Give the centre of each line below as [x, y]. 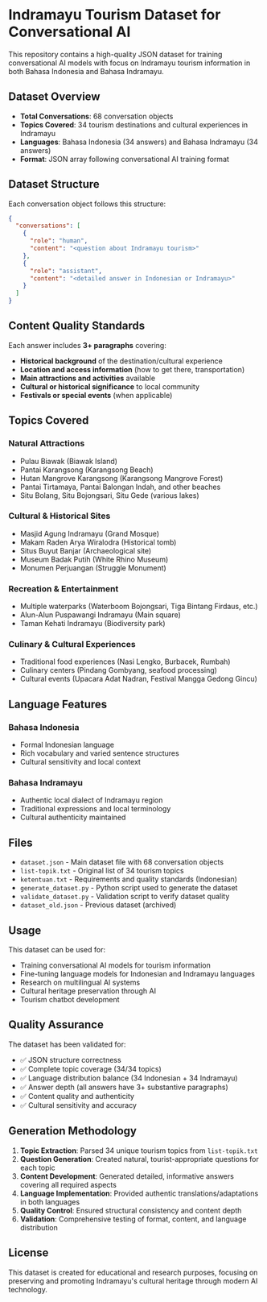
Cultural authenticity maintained [73, 817]
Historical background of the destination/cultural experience [121, 361]
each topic [37, 1167]
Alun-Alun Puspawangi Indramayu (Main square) [100, 615]
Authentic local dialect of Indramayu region [91, 800]
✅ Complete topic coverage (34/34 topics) [91, 1068]
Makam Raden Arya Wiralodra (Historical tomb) [98, 542]
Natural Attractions [47, 443]
